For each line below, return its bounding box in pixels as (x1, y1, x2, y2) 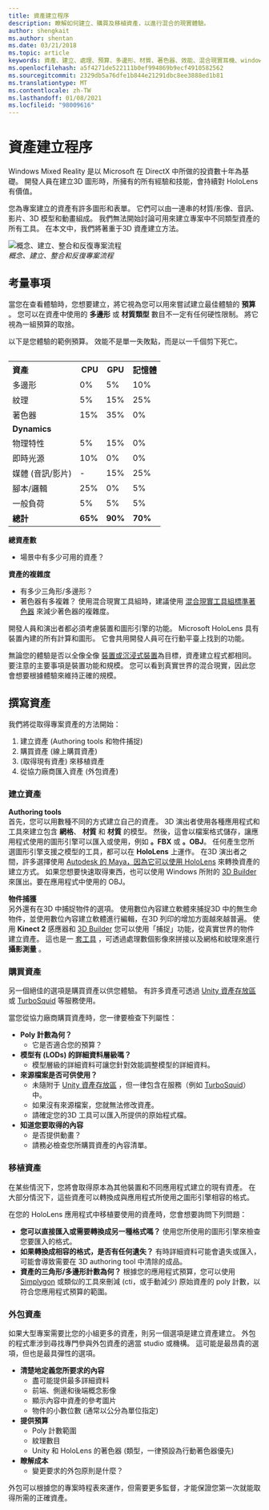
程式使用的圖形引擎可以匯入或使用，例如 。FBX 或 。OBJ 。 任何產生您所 (14, 836, 255, 846)
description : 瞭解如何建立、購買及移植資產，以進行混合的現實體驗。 (8, 19, 211, 27)
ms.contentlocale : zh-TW (8, 86, 91, 95)
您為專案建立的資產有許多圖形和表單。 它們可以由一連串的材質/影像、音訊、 (8, 204, 259, 214)
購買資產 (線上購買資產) (19, 746, 98, 755)
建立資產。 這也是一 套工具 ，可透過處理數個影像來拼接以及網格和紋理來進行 (8, 934, 260, 943)
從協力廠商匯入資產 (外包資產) (19, 766, 118, 775)
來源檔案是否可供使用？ (19, 1070, 98, 1080)
